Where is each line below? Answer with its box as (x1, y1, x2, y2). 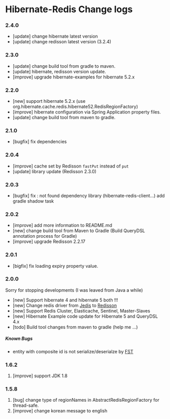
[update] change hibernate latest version (12, 33, 98, 39)
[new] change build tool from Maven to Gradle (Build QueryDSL (12, 228, 146, 234)
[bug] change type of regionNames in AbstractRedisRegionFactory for (12, 397, 160, 403)
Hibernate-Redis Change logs (5, 4, 133, 15)
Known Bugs (5, 336, 33, 342)
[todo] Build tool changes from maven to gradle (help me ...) (12, 324, 138, 330)
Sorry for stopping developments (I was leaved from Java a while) (5, 287, 143, 293)
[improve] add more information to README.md (12, 222, 113, 229)
